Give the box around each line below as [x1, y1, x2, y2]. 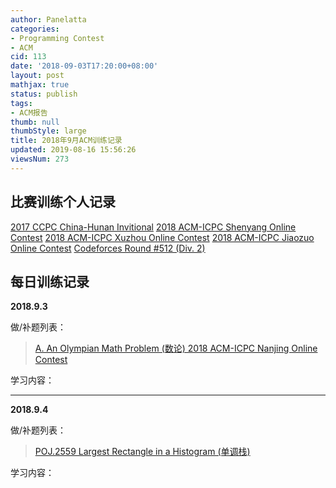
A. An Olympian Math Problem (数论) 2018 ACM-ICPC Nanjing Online [34, 342, 318, 355]
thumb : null [10, 117, 60, 127]
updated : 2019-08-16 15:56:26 [10, 145, 137, 155]
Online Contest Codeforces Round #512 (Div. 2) [10, 242, 206, 254]
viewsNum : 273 [10, 154, 70, 164]
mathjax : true [10, 80, 70, 90]
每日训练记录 [10, 273, 90, 290]
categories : [10, 24, 60, 34]
